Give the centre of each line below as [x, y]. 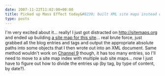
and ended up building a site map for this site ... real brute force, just [74, 38]
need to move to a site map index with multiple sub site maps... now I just [79, 58]
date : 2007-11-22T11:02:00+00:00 [39, 9]
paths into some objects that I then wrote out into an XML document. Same [81, 48]
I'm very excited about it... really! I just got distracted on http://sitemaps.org [81, 33]
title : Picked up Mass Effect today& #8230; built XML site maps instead [81, 14]
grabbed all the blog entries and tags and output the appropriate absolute [79, 43]
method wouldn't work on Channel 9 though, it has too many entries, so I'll [81, 53]
